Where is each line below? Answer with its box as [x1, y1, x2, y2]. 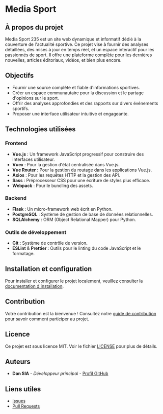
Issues [12, 398, 26, 404]
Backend [5, 195, 27, 202]
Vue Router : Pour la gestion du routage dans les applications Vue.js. [12, 167, 152, 173]
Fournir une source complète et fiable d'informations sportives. [12, 84, 140, 90]
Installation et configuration [5, 265, 92, 273]
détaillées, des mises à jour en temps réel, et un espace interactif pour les [5, 47, 155, 52]
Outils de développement [5, 228, 67, 235]
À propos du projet [5, 23, 63, 32]
